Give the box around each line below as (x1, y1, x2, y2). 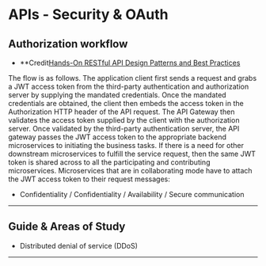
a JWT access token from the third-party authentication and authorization (8, 82, 249, 91)
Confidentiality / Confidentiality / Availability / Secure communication (19, 190, 245, 199)
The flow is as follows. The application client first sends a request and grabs (8, 74, 257, 82)
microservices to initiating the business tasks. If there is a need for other (8, 141, 244, 150)
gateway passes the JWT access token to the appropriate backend (8, 132, 227, 142)
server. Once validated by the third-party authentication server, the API (8, 124, 240, 133)
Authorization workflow (8, 37, 128, 51)
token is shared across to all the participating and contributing (8, 158, 211, 167)
